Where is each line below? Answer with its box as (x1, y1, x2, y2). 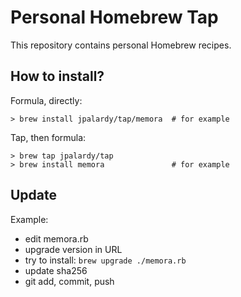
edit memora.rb (24, 232, 89, 245)
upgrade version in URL (24, 243, 123, 255)
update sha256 (24, 264, 88, 276)
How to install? (10, 68, 105, 85)
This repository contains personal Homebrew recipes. (10, 39, 232, 51)
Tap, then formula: (10, 131, 87, 143)
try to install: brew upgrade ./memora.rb (24, 254, 187, 266)
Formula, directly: (10, 94, 83, 106)
